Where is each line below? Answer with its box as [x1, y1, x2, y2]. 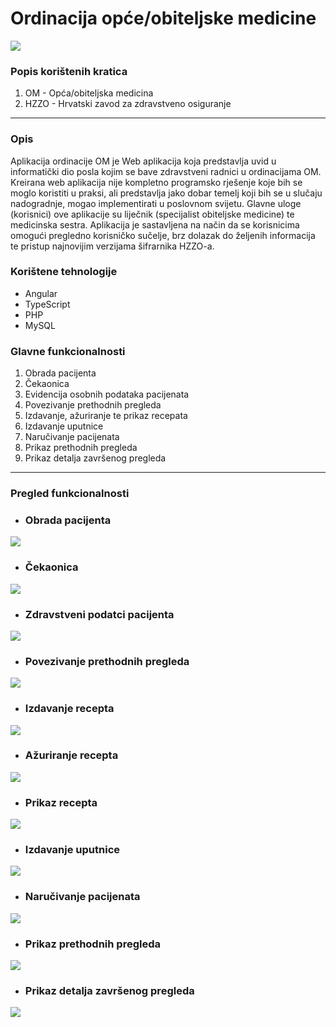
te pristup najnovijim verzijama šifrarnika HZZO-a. [10, 240, 215, 252]
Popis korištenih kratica [10, 64, 128, 78]
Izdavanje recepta [24, 702, 115, 716]
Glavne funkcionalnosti [10, 344, 126, 358]
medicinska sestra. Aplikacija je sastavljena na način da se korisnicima [10, 218, 300, 231]
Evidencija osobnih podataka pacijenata [24, 388, 190, 401]
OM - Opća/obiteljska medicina [24, 87, 154, 99]
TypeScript [24, 298, 71, 310]
